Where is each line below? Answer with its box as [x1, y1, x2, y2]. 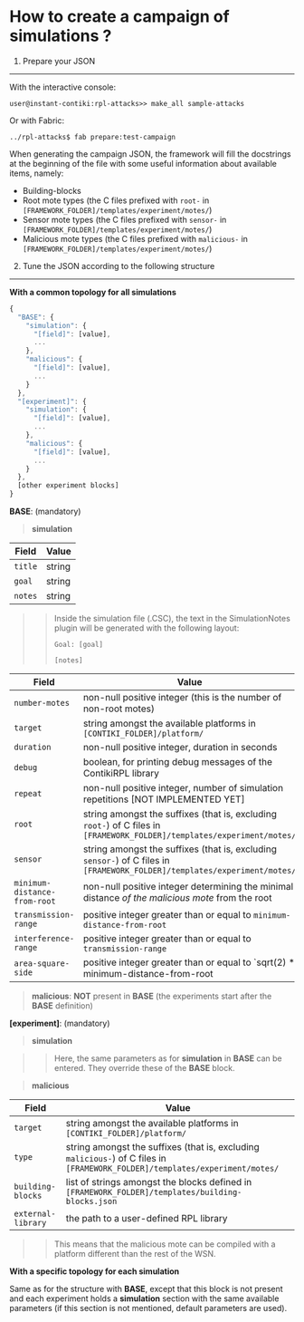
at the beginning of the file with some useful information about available [9, 158, 278, 169]
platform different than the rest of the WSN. [53, 1249, 216, 1259]
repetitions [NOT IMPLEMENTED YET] [82, 793, 245, 806]
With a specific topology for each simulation [9, 1266, 180, 1277]
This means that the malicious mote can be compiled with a [53, 1239, 276, 1250]
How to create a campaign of [9, 6, 230, 27]
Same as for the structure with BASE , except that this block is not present [9, 1284, 283, 1295]
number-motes [14, 698, 71, 709]
